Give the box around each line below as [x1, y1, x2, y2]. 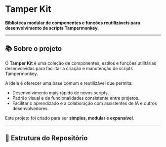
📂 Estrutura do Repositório [5, 134, 88, 143]
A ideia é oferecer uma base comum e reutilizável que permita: [5, 80, 133, 86]
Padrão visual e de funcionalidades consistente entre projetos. [12, 95, 140, 101]
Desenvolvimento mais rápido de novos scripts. [12, 90, 109, 96]
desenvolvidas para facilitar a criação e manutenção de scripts [5, 65, 133, 71]
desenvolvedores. [12, 105, 49, 111]
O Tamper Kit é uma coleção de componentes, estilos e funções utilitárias [5, 60, 157, 66]
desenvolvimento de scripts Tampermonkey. [5, 25, 99, 31]
